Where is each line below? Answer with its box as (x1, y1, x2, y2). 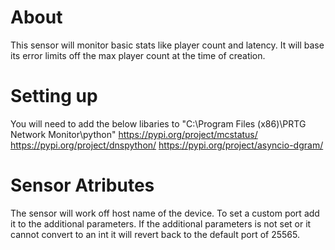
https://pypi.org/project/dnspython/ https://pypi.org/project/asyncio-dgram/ (10, 139, 324, 151)
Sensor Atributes (10, 174, 155, 197)
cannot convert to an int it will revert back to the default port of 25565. (10, 228, 301, 240)
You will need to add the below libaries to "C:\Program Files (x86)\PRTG (10, 117, 307, 130)
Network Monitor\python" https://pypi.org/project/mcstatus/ (10, 128, 258, 140)
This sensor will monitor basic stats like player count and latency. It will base (10, 39, 325, 51)
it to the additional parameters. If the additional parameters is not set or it (10, 217, 312, 230)
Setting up (10, 85, 98, 108)
